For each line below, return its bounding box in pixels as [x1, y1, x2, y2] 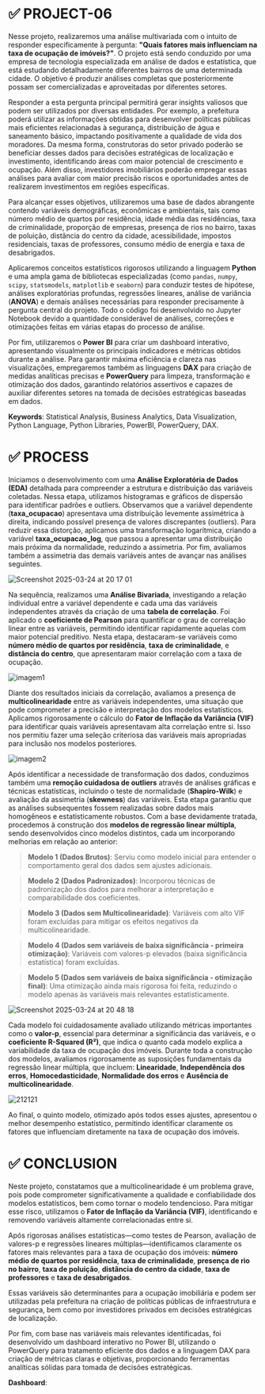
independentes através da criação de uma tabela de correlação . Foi [8, 606, 231, 616]
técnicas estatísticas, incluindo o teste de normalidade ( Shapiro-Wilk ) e [8, 786, 243, 796]
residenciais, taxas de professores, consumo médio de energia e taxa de [8, 239, 245, 248]
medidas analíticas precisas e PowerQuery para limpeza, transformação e [8, 371, 251, 381]
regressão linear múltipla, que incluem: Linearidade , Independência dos [8, 1062, 245, 1072]
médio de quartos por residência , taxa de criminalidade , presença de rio [8, 1255, 251, 1265]
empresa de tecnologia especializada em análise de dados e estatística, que [8, 56, 257, 66]
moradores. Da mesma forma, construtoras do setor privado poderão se [8, 140, 244, 149]
